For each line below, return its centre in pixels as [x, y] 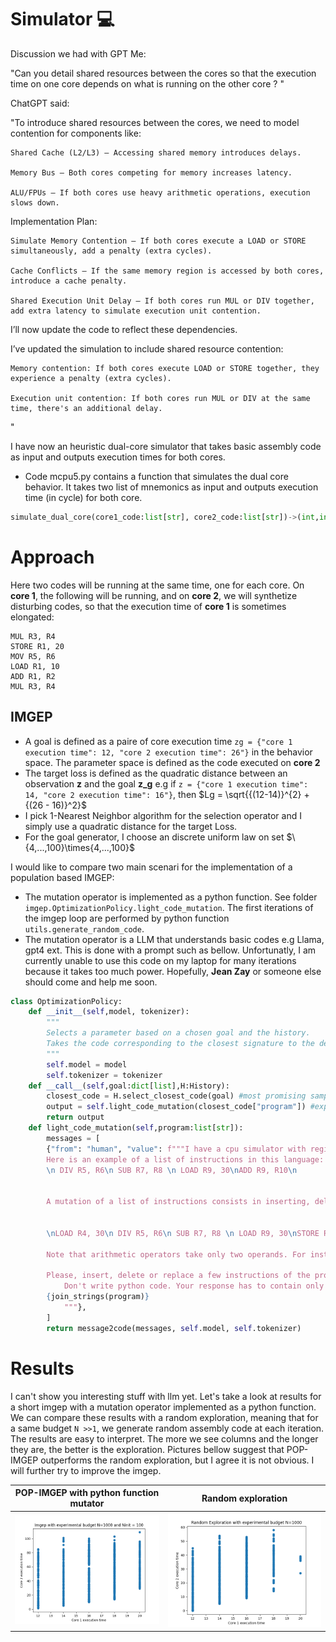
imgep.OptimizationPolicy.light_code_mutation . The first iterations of [169, 907]
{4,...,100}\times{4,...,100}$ [79, 847]
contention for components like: [76, 133]
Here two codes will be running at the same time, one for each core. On [157, 585]
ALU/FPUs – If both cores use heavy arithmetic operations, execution [160, 192]
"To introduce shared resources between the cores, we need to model [155, 122]
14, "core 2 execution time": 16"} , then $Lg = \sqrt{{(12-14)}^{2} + [167, 794]
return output [75, 1117]
